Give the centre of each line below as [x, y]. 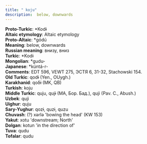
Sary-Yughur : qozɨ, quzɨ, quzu [37, 109]
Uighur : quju [18, 104]
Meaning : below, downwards [35, 45]
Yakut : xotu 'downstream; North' [39, 120]
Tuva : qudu [17, 130]
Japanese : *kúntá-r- [27, 66]
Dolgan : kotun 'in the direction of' [40, 125]
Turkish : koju [19, 88]
